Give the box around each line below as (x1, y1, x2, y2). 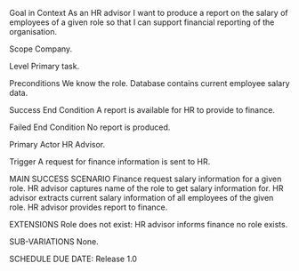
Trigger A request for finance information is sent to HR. (9, 156, 211, 167)
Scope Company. (9, 44, 73, 54)
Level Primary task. (9, 61, 80, 71)
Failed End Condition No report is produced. (9, 122, 171, 132)
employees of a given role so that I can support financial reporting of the (9, 17, 275, 28)
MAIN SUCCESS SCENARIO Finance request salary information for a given (9, 173, 282, 184)
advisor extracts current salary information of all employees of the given (9, 193, 274, 203)
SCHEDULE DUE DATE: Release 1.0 (9, 253, 138, 264)
